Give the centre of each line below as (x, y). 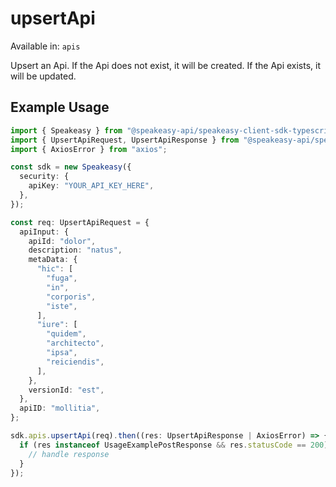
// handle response (69, 454)
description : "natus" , (75, 250)
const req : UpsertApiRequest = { (80, 222)
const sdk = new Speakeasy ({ (71, 167)
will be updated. (43, 76)
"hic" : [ (55, 269)
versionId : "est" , (66, 390)
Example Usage (60, 107)
